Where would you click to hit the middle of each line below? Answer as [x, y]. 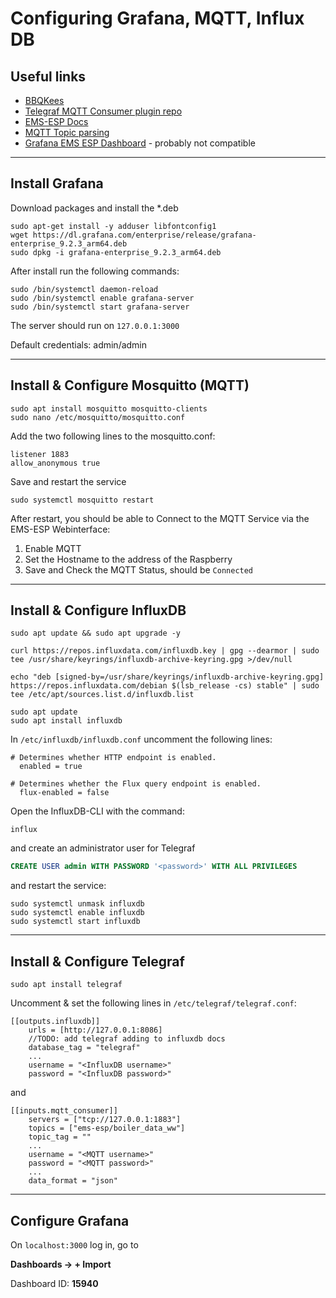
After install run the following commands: [95, 271]
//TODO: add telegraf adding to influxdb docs [127, 1039]
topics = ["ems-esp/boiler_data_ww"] [107, 1128]
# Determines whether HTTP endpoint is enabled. [113, 758]
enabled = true [51, 767]
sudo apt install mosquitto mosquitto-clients [109, 408]
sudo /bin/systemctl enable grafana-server [102, 298]
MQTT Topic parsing [67, 132]
